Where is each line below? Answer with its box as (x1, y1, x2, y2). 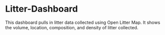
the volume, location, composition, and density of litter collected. (5, 24, 139, 30)
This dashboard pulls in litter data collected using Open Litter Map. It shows (5, 19, 161, 25)
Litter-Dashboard (5, 3, 78, 15)
